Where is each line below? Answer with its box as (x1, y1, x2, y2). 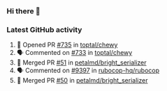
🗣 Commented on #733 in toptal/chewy (16, 49, 133, 57)
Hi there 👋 (6, 6, 41, 16)
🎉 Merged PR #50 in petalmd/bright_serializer (16, 76, 148, 85)
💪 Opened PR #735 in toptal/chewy (16, 41, 118, 49)
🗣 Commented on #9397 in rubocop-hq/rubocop (16, 66, 160, 75)
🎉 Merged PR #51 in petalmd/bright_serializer (16, 58, 147, 67)
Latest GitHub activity (6, 24, 82, 34)
